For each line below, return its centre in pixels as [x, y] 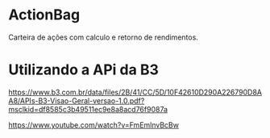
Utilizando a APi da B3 [83, 70]
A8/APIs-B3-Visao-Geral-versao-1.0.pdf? [77, 100]
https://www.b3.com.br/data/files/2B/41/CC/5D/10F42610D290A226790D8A [135, 92]
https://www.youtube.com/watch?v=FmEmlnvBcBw [94, 125]
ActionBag [44, 15]
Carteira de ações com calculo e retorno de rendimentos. [104, 37]
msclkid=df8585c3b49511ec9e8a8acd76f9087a [88, 109]
